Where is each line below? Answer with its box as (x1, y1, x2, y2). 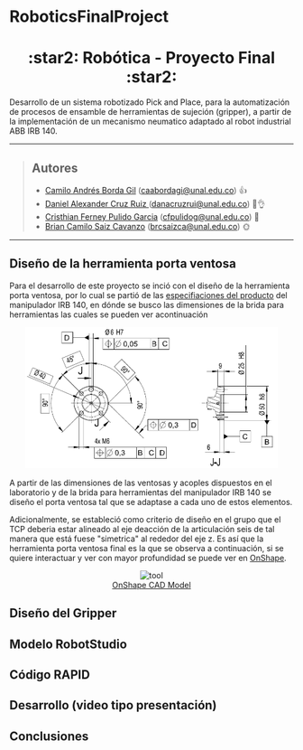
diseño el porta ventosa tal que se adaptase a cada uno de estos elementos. (9, 496, 293, 507)
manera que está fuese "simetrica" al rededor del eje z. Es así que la (9, 533, 264, 544)
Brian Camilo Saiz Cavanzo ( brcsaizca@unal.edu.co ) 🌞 (44, 220, 251, 231)
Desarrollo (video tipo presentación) (9, 698, 217, 713)
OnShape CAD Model (112, 579, 191, 590)
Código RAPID (9, 667, 90, 682)
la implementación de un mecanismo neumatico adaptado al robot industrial (9, 116, 291, 127)
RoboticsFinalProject (9, 6, 170, 27)
